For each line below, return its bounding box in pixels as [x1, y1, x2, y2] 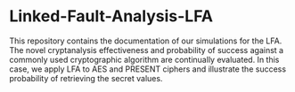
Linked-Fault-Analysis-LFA [9, 6, 214, 27]
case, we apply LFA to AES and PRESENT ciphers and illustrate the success [9, 64, 287, 74]
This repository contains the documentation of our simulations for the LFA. [9, 35, 283, 46]
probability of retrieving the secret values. [9, 73, 163, 83]
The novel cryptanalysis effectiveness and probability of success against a [9, 44, 283, 55]
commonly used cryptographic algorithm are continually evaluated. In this [9, 54, 280, 65]
